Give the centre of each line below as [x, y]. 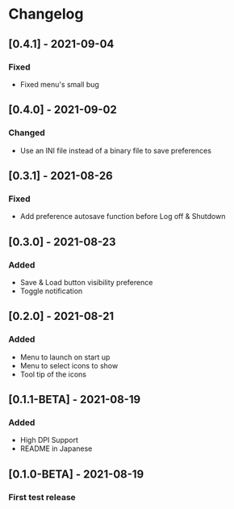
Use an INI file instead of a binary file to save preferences [116, 150]
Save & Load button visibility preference [86, 282]
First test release [42, 497]
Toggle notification [51, 291]
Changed [27, 133]
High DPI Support [49, 440]
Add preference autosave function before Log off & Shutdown [123, 217]
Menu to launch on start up [65, 357]
